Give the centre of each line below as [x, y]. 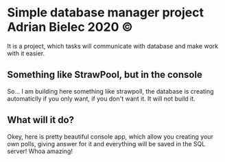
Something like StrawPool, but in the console [105, 75]
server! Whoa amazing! [40, 151]
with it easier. [26, 53]
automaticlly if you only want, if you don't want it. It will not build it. [101, 98]
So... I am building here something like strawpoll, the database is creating [110, 91]
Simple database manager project [106, 13]
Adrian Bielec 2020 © [70, 27]
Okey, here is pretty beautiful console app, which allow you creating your [110, 136]
